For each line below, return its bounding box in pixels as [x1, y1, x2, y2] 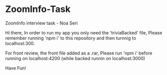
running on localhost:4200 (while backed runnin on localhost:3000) [5, 55, 145, 61]
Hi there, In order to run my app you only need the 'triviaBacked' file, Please [5, 29, 162, 35]
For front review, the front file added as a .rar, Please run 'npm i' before [5, 50, 152, 56]
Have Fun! [5, 65, 27, 71]
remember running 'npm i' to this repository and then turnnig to [5, 35, 136, 41]
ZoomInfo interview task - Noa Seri [5, 20, 78, 26]
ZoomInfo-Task [5, 3, 71, 15]
